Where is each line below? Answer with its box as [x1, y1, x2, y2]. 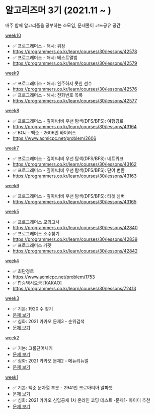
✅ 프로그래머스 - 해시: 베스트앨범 [12, 54, 78, 61]
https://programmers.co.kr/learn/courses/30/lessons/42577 [12, 97, 137, 103]
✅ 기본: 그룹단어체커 [12, 345, 53, 351]
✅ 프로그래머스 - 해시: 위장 [12, 42, 65, 48]
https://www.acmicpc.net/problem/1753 [12, 274, 95, 280]
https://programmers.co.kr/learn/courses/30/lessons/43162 [12, 161, 137, 167]
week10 [5, 32, 21, 38]
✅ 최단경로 [12, 268, 34, 274]
